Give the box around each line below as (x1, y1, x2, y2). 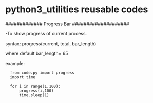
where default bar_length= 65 (5, 50, 68, 56)
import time (10, 74, 36, 80)
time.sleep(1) (18, 92, 50, 98)
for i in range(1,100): (10, 84, 61, 89)
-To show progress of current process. (5, 30, 87, 36)
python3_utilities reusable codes (5, 4, 148, 15)
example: (5, 60, 25, 66)
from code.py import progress (10, 70, 74, 75)
